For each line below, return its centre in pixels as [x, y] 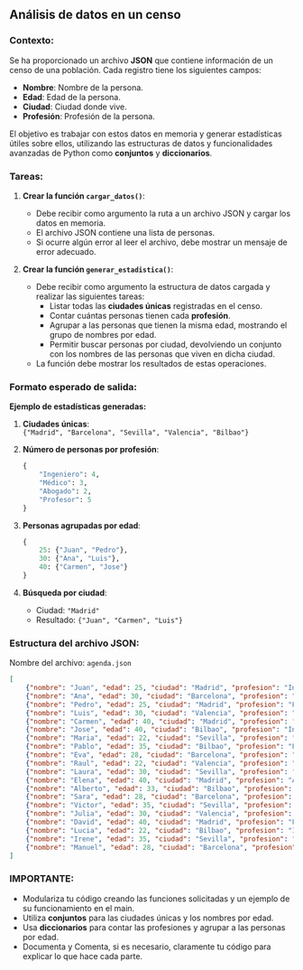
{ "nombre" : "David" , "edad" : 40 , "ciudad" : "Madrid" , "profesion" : [155, 822]
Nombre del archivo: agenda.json [71, 663]
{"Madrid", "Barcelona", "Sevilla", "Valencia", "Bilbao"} [136, 433]
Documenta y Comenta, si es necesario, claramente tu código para [147, 947]
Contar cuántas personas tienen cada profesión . [140, 315]
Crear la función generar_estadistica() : [98, 269]
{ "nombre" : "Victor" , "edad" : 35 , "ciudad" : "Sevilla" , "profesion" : [159, 806]
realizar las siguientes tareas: [90, 296]
